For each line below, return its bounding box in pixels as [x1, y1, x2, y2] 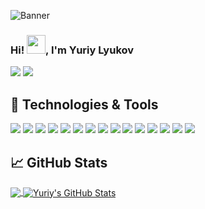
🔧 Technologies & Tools [10, 96, 159, 113]
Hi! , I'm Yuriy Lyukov [10, 43, 135, 57]
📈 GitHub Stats [10, 154, 108, 171]
